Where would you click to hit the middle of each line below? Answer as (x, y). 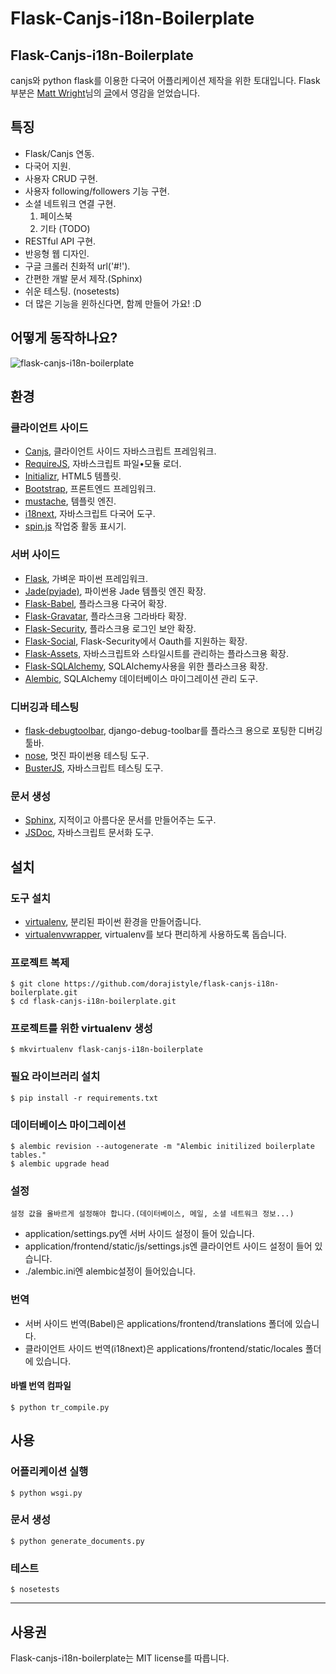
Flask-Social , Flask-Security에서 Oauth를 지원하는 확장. (136, 641)
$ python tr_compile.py (60, 1407)
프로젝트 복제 (40, 962)
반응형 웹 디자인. (57, 253)
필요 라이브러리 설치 (55, 1077)
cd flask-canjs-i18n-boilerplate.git (98, 1002)
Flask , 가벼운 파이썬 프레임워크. (86, 578)
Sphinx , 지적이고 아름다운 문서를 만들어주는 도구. (120, 820)
